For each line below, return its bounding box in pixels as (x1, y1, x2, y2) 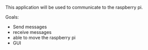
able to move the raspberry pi (12, 35, 76, 40)
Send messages (12, 24, 47, 30)
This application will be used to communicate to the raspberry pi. (5, 5, 143, 10)
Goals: (5, 14, 19, 20)
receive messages (12, 29, 52, 35)
